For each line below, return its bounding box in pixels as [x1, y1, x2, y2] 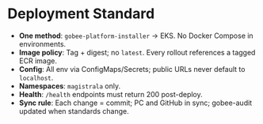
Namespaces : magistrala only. [18, 81, 120, 91]
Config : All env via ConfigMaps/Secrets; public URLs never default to [18, 64, 246, 73]
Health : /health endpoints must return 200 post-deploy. [18, 89, 203, 99]
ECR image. [18, 56, 57, 66]
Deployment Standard [7, 5, 155, 23]
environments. [18, 39, 67, 48]
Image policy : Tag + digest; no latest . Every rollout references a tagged [18, 47, 256, 57]
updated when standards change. [18, 106, 130, 115]
